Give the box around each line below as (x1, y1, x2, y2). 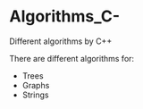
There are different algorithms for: (9, 53, 135, 63)
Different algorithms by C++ (9, 36, 113, 46)
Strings (21, 89, 49, 100)
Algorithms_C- (9, 6, 121, 27)
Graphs (21, 80, 50, 90)
